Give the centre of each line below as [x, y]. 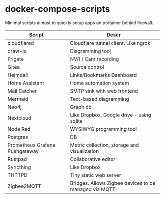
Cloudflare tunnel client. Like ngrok [110, 43]
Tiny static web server [96, 175]
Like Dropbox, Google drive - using [110, 115]
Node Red [19, 129]
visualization [84, 151]
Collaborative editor [93, 159]
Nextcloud [20, 118]
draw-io [17, 51]
